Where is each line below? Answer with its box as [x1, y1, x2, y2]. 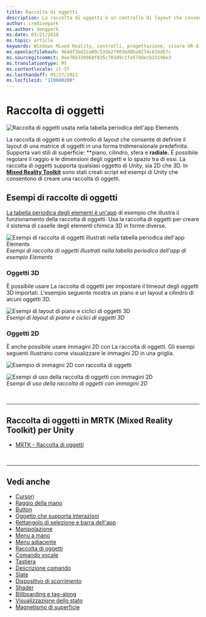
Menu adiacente [15, 539, 56, 546]
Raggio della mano [15, 499, 63, 507]
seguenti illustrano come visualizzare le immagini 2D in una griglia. [6, 350, 175, 357]
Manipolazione [15, 525, 53, 533]
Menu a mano [15, 532, 50, 539]
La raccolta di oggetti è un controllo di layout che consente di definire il [6, 136, 186, 143]
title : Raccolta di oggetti [6, 9, 78, 15]
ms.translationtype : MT [6, 60, 67, 66]
